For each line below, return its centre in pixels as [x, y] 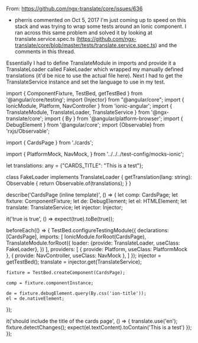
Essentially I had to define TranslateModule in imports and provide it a [91, 63]
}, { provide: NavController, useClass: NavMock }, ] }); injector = [84, 255]
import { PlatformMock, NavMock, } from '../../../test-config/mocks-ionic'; [95, 154]
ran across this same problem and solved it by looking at [83, 33]
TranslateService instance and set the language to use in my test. [86, 82]
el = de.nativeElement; [35, 299]
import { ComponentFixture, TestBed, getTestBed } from [74, 93]
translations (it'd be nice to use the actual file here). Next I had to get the [94, 76]
